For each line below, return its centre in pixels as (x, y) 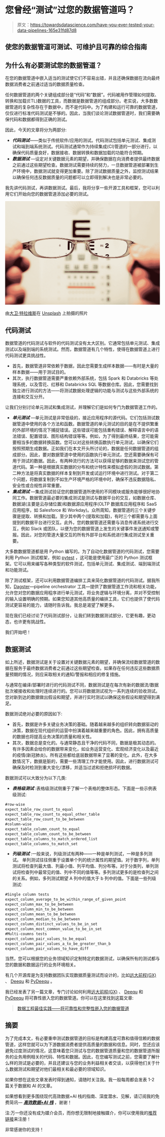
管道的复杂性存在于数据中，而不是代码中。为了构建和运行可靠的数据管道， (84, 107)
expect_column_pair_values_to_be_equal (46, 939)
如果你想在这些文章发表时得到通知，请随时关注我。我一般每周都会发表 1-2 (80, 1079)
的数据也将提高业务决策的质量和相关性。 (53, 736)
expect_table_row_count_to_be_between (45, 819)
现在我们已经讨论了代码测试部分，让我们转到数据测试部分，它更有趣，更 (78, 616)
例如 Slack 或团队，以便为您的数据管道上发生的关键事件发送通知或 (88, 529)
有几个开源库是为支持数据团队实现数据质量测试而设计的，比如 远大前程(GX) (81, 975)
